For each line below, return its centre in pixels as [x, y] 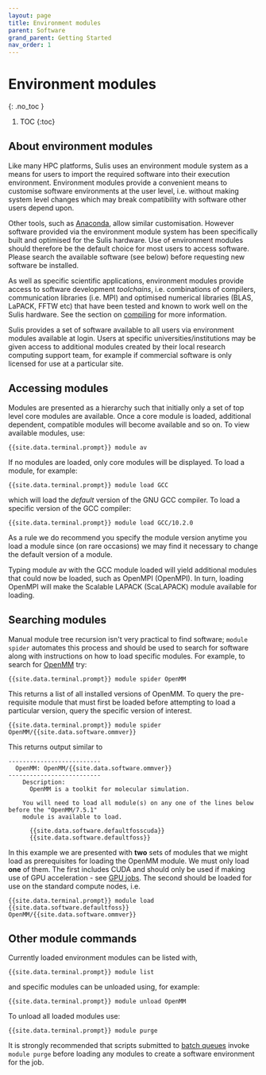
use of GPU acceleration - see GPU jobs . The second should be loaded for [130, 877]
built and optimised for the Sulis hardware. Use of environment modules [126, 240]
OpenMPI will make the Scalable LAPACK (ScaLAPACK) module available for [133, 586]
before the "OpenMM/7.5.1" [53, 810]
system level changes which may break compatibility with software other [127, 199]
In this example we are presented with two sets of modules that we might [128, 852]
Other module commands [73, 938]
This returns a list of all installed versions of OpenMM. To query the [118, 693]
